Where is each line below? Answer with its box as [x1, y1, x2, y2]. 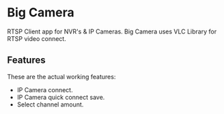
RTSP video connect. [7, 34, 66, 42]
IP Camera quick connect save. [16, 93, 105, 101]
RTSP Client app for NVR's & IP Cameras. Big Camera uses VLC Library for [7, 27, 217, 35]
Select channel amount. [16, 100, 84, 109]
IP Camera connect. [16, 85, 73, 94]
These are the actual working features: [7, 72, 116, 81]
